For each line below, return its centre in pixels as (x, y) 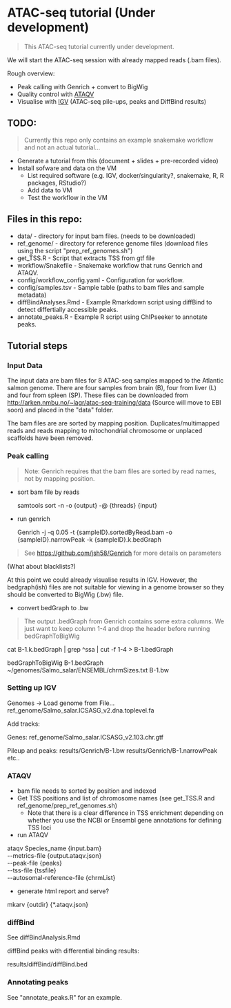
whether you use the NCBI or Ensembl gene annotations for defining (124, 821)
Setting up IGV (32, 688)
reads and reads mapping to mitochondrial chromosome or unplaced (105, 431)
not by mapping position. (59, 478)
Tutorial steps (37, 346)
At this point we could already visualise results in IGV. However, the (102, 580)
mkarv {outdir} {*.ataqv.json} (48, 905)
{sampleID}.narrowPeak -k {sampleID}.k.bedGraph (89, 539)
